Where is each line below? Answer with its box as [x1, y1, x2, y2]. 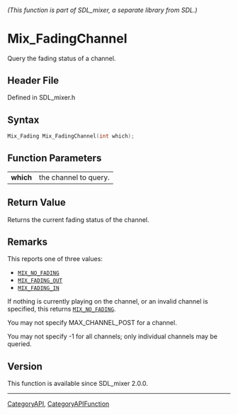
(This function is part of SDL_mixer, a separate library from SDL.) [7, 6, 198, 14]
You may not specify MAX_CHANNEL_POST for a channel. [7, 319, 177, 327]
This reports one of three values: [7, 255, 103, 263]
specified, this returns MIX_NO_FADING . [7, 305, 116, 314]
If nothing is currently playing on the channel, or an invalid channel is [7, 297, 208, 306]
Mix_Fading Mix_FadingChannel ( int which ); [7, 133, 135, 140]
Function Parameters [7, 153, 102, 165]
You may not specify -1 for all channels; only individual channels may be [7, 332, 218, 341]
